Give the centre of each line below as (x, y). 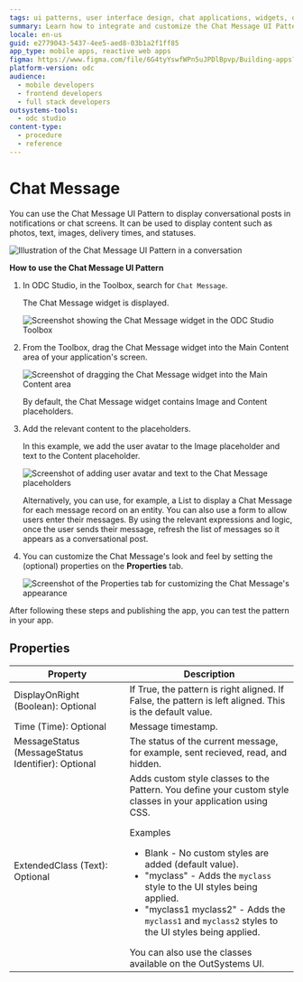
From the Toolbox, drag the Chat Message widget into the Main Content (156, 347)
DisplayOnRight (46, 695)
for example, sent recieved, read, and (208, 753)
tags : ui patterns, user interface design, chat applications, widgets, (149, 18)
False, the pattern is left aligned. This (207, 700)
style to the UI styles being (201, 886)
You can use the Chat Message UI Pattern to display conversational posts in (150, 213)
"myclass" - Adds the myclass (208, 875)
